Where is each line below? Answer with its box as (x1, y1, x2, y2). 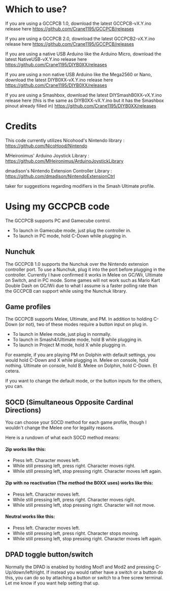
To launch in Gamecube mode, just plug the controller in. (12, 227, 131, 233)
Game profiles (5, 303, 51, 311)
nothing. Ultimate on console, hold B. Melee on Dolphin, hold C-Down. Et (5, 363, 157, 369)
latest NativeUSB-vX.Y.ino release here (5, 56, 87, 62)
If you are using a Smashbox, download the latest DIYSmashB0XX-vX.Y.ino (5, 92, 162, 98)
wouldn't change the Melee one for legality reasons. (5, 425, 114, 431)
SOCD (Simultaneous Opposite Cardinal (5, 398, 133, 406)
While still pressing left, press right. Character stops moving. (12, 530, 140, 536)
